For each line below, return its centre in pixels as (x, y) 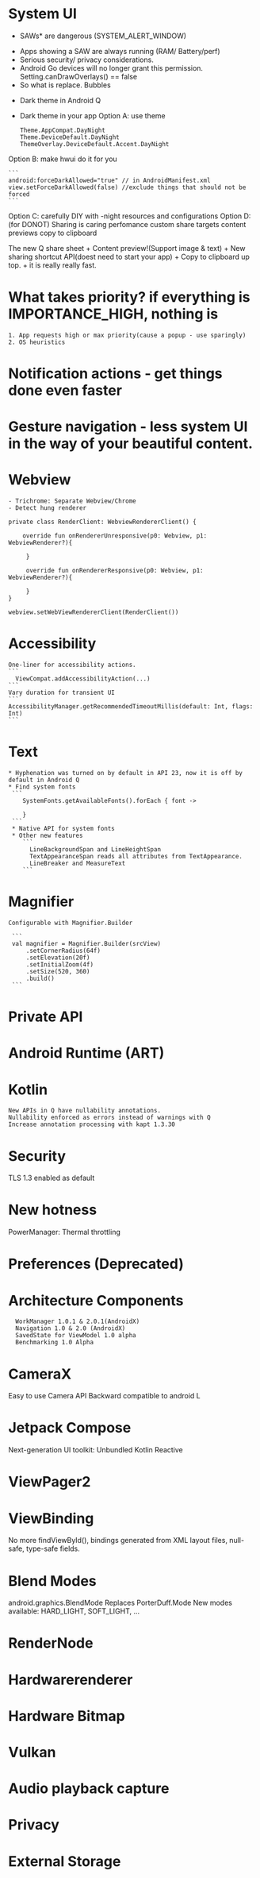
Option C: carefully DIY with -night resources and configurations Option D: (130, 216)
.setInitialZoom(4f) (59, 965)
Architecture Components (96, 1300)
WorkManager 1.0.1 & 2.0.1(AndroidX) (78, 1322)
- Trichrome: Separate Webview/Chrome (72, 501)
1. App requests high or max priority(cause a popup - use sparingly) (127, 335)
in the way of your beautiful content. (131, 443)
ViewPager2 (50, 1482)
